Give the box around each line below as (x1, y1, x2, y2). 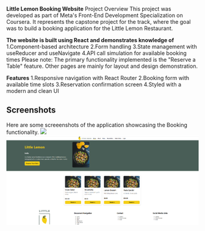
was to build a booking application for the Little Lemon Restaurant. (6, 24, 173, 32)
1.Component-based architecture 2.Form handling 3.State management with (6, 43, 197, 50)
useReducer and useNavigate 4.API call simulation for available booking (6, 50, 187, 57)
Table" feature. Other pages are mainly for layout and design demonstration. (6, 62, 198, 70)
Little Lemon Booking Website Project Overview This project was (6, 5, 171, 12)
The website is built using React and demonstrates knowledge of (6, 37, 174, 43)
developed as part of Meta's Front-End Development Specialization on (6, 12, 183, 19)
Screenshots (6, 105, 56, 116)
